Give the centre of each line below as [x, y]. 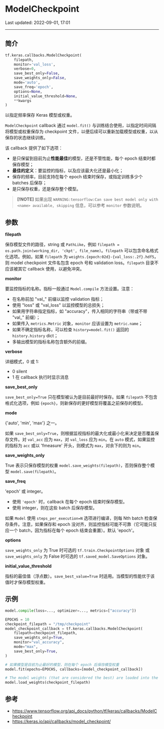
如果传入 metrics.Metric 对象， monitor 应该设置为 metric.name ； [77, 324]
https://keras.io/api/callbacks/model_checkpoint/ [61, 721]
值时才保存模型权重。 [26, 583]
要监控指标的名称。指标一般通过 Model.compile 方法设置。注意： [70, 289]
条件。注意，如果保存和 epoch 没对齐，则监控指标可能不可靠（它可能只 [81, 524]
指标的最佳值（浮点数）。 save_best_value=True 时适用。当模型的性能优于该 [80, 576]
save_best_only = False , [37, 73]
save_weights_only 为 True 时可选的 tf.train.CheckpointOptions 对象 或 [77, 550]
